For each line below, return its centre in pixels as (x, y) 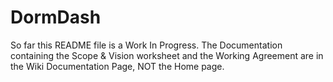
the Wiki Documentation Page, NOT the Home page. (117, 66)
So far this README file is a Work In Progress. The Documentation (146, 45)
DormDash (56, 17)
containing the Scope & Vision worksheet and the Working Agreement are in (167, 55)
